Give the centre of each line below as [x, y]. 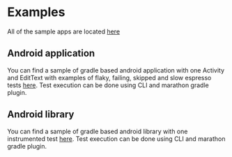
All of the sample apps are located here [64, 31]
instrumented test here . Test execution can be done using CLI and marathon [116, 139]
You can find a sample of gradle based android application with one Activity [116, 70]
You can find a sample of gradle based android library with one [98, 131]
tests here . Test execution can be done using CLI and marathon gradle [108, 85]
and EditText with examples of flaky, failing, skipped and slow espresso [109, 77]
